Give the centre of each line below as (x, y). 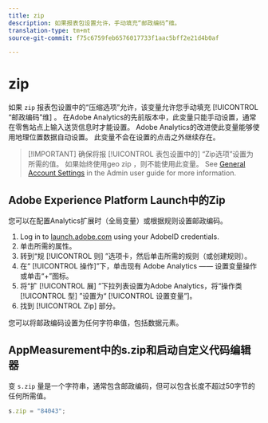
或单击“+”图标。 (46, 276)
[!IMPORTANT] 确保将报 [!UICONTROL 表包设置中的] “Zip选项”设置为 (140, 154)
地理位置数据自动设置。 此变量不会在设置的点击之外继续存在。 (117, 137)
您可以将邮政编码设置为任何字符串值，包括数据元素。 (96, 323)
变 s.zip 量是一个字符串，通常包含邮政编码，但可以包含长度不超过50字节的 (132, 386)
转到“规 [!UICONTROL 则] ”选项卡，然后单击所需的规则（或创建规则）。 (136, 256)
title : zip (26, 16)
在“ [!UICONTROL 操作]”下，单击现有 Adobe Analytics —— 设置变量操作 (138, 266)
